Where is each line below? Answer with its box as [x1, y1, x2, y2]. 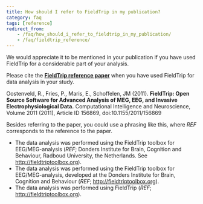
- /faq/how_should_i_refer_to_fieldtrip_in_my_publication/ [17, 31, 172, 38]
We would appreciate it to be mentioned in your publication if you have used [6, 54, 196, 61]
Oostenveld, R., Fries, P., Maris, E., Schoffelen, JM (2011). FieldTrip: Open [6, 90, 190, 97]
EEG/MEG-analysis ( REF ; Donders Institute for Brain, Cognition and [14, 146, 182, 153]
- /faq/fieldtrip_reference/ [17, 37, 91, 43]
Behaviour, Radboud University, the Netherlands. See [14, 152, 148, 159]
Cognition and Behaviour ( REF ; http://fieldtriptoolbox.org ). [14, 178, 159, 185]
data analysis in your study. [6, 78, 74, 85]
